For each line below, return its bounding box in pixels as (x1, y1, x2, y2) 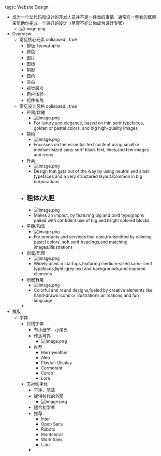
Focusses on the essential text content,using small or (33, 142, 140, 147)
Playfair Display (41, 359, 72, 366)
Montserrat (41, 431, 63, 437)
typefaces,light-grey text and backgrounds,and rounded (33, 266, 146, 271)
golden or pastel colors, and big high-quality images (33, 125, 138, 131)
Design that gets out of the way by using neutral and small (33, 169, 150, 174)
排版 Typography (26, 43, 60, 48)
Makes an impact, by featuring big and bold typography (33, 212, 145, 218)
